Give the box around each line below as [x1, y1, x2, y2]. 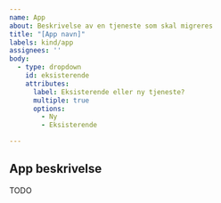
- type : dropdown [17, 63, 82, 72]
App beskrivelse [9, 161, 102, 176]
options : [32, 104, 66, 113]
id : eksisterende [25, 71, 90, 80]
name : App [9, 12, 46, 22]
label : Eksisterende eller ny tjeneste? [32, 87, 185, 96]
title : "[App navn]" [9, 29, 86, 38]
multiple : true [32, 95, 90, 105]
